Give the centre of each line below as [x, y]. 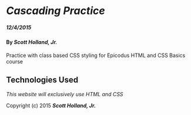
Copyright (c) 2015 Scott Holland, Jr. [51, 105]
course [15, 61]
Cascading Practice [56, 11]
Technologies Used [42, 80]
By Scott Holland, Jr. [32, 42]
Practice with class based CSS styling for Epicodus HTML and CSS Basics [96, 55]
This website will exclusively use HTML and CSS [65, 94]
